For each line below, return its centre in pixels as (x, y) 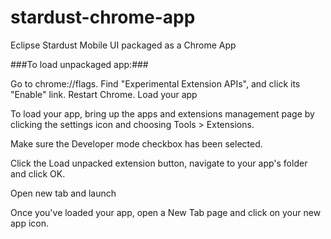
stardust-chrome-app (103, 17)
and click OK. (38, 173)
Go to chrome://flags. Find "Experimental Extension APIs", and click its (155, 83)
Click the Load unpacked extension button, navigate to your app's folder (159, 163)
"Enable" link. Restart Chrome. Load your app (104, 94)
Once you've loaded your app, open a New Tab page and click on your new (166, 212)
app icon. (30, 223)
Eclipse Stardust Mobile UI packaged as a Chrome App (123, 45)
